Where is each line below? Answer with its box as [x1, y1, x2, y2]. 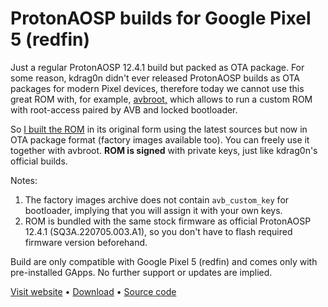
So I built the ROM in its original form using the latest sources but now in [10, 123, 308, 135]
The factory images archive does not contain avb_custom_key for [24, 193, 290, 206]
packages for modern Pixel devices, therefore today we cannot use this [10, 82, 305, 94]
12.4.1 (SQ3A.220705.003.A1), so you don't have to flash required [24, 225, 293, 237]
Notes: [10, 174, 38, 186]
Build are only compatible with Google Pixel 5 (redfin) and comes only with [10, 255, 318, 267]
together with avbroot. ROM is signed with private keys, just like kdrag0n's [10, 144, 318, 156]
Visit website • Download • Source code [10, 285, 177, 297]
